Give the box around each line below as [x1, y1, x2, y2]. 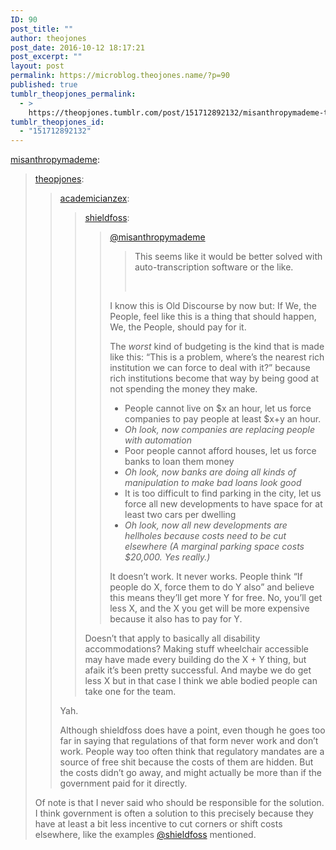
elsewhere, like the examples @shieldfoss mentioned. [34, 829, 257, 841]
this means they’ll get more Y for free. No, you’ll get [109, 592, 323, 604]
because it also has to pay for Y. [109, 613, 243, 625]
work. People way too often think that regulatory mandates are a [59, 746, 325, 758]
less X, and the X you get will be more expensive [109, 602, 310, 615]
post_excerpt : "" [10, 52, 83, 62]
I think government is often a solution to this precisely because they [34, 807, 314, 820]
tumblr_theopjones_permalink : [10, 89, 137, 99]
